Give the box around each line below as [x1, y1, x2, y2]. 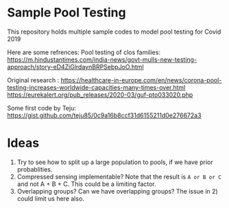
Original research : [7, 76, 60, 84]
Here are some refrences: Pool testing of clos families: [7, 48, 161, 56]
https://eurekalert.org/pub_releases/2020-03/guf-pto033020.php [7, 91, 193, 99]
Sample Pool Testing [7, 5, 126, 21]
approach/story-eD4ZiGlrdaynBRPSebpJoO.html [7, 62, 144, 71]
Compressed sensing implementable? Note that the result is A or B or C [16, 172, 221, 181]
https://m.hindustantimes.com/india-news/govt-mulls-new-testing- [7, 55, 197, 63]
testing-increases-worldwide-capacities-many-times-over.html [7, 83, 186, 91]
